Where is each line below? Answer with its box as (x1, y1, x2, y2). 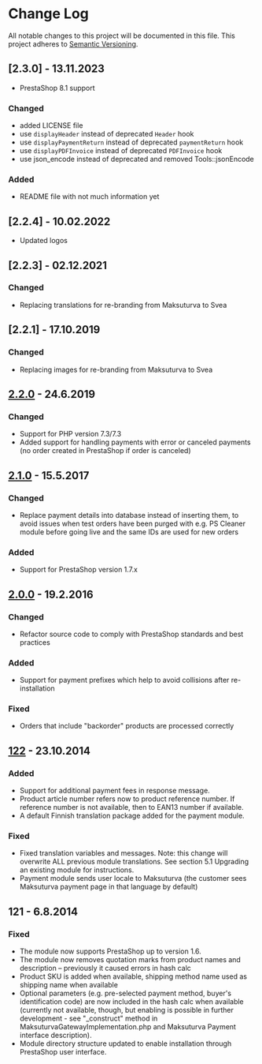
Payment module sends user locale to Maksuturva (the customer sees (19, 874, 247, 883)
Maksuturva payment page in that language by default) (19, 882, 198, 892)
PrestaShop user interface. (19, 1047, 107, 1057)
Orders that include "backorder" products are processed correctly (19, 721, 234, 731)
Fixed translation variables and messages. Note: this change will (19, 849, 228, 858)
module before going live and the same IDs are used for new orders (19, 526, 238, 537)
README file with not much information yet (19, 192, 160, 201)
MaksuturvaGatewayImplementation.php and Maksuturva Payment (19, 1022, 236, 1032)
